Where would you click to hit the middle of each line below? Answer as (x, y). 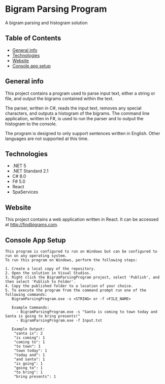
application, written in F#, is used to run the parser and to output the (74, 118)
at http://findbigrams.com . (32, 225)
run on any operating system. (36, 256)
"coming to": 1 (30, 342)
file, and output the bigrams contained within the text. (60, 98)
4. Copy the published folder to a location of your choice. (69, 286)
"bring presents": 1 (35, 377)
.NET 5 (19, 166)
